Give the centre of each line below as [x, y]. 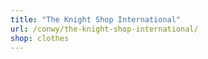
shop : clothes [40, 38]
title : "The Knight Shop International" [96, 19]
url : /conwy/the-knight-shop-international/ [104, 29]
